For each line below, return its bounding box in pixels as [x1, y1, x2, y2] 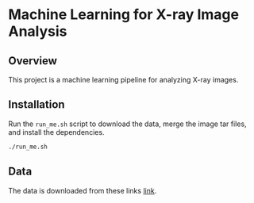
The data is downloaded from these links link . [8, 186, 157, 195]
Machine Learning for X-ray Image [8, 6, 240, 24]
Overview [8, 54, 58, 67]
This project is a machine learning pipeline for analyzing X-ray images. [8, 75, 239, 84]
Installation [8, 98, 65, 112]
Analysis [8, 22, 67, 40]
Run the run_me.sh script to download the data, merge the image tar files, [8, 119, 248, 128]
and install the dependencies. [8, 127, 105, 136]
